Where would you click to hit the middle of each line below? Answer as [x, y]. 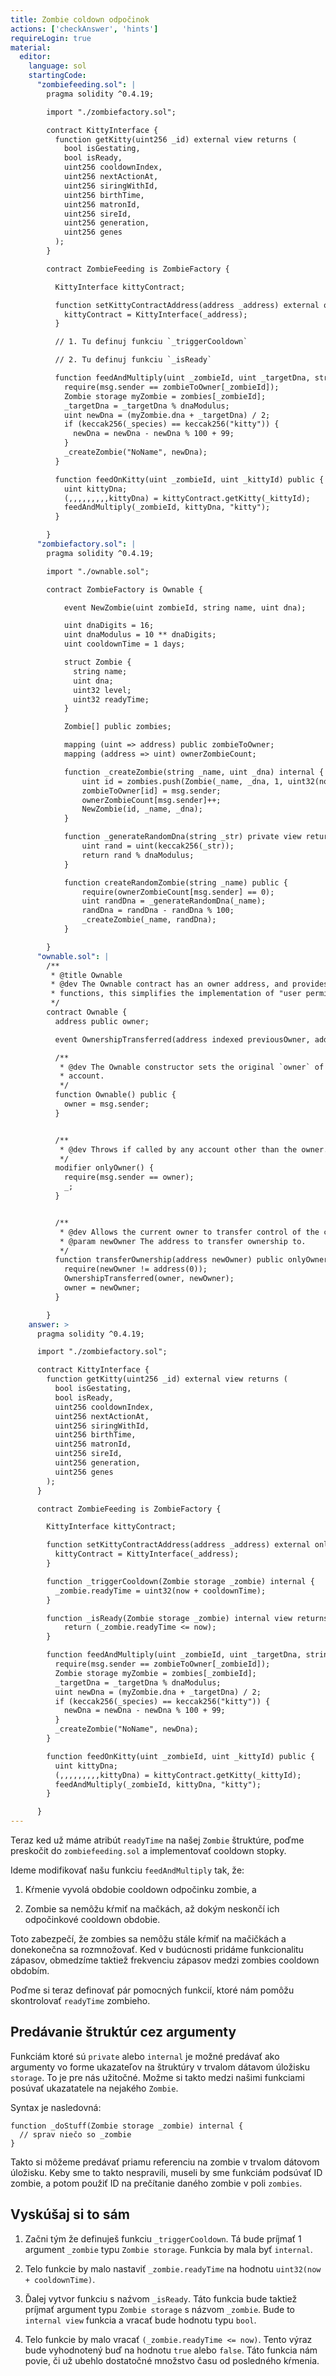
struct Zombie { [97, 662]
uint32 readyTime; [111, 699]
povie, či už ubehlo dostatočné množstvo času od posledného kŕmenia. [172, 2360]
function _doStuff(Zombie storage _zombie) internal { [127, 2126]
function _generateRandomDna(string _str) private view [182, 837]
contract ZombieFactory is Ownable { [124, 589]
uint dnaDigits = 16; [109, 626]
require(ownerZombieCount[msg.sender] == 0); [178, 892]
